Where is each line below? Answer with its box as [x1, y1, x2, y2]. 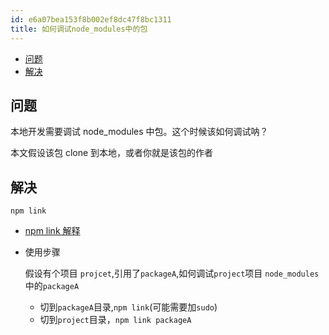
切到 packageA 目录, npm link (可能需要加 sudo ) [39, 301, 218, 313]
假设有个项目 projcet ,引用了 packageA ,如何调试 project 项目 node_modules [24, 267, 320, 280]
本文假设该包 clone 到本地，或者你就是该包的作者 [10, 147, 214, 159]
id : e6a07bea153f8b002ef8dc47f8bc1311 [10, 14, 172, 25]
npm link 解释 [24, 225, 81, 237]
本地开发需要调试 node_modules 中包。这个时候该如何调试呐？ [10, 126, 269, 138]
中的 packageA [24, 280, 80, 292]
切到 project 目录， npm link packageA [39, 314, 192, 326]
